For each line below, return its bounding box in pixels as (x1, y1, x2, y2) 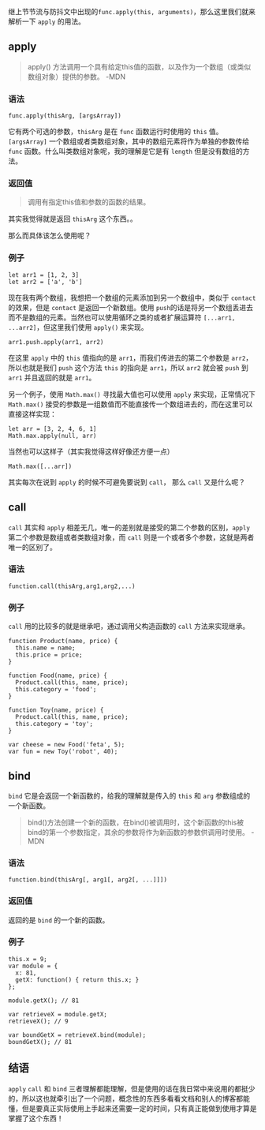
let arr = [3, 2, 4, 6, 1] (8, 425, 97, 432)
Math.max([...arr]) (8, 462, 73, 470)
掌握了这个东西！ (8, 1113, 64, 1123)
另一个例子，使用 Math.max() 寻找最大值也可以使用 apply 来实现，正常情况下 (8, 389, 256, 398)
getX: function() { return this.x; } (15, 975, 140, 984)
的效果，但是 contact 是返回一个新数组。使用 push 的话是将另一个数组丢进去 (8, 302, 254, 312)
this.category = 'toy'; (15, 720, 93, 728)
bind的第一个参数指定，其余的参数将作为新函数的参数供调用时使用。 (27, 827, 250, 836)
